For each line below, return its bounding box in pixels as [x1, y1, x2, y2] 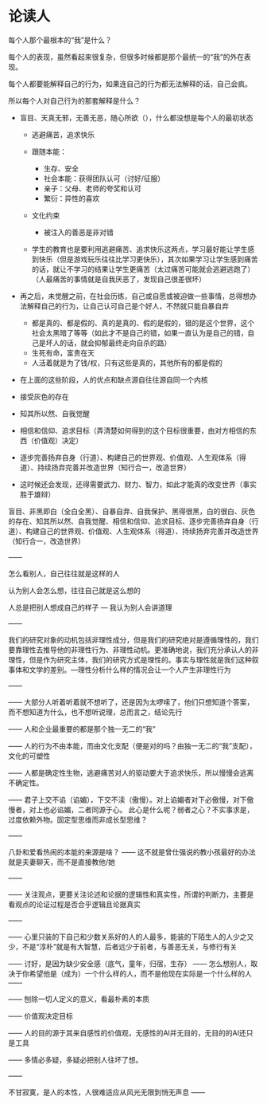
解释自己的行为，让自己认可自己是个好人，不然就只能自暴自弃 [26, 301, 229, 311]
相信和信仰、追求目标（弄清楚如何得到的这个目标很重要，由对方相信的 [19, 426, 250, 435]
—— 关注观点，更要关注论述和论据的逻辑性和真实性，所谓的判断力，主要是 [8, 890, 254, 899]
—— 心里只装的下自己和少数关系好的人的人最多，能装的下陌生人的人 [8, 932, 233, 941]
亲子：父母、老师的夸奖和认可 [43, 183, 141, 193]
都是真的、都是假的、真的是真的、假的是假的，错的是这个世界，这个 [31, 318, 255, 328]
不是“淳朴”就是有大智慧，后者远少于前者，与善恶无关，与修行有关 [21, 941, 238, 951]
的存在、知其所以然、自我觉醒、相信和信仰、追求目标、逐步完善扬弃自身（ [8, 516, 252, 526]
